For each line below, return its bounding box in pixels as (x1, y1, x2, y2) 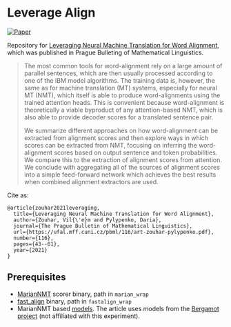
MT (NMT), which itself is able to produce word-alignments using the (23, 91, 221, 99)
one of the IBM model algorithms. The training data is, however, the (23, 76, 216, 84)
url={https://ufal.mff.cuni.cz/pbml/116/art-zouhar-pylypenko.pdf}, (13, 228, 214, 235)
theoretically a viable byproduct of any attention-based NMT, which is (23, 106, 223, 114)
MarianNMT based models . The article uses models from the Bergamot (17, 304, 219, 313)
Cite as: (7, 191, 29, 199)
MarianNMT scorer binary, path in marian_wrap (17, 290, 150, 298)
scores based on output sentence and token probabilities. (54, 148, 218, 157)
